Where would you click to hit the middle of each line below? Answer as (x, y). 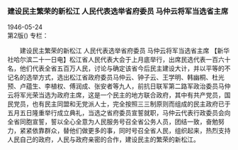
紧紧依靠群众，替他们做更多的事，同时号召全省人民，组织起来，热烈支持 (125, 131)
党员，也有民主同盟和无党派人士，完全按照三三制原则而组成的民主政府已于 (122, 104)
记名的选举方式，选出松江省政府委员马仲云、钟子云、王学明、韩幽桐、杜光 (116, 77)
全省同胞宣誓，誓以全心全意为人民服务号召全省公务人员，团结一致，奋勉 (113, 122)
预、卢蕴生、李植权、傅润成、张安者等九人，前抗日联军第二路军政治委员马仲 (119, 86)
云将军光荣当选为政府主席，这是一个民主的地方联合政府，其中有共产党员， (116, 95)
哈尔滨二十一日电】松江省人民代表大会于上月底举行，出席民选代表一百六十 (122, 60)
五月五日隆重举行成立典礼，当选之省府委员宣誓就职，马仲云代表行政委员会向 (119, 113)
